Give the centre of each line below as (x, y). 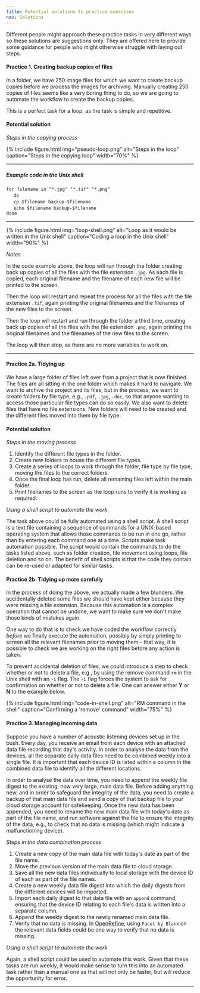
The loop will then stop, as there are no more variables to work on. (87, 345)
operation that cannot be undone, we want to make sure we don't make (94, 611)
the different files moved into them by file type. (63, 416)
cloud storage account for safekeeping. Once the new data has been (90, 805)
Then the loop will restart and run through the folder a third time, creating (96, 320)
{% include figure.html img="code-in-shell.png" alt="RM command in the (96, 703)
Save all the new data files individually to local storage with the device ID (104, 873)
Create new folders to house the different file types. (78, 460)
